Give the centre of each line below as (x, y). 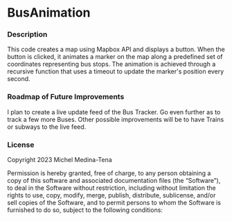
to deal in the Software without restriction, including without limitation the (111, 188)
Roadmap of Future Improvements (66, 97)
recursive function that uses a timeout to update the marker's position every (116, 71)
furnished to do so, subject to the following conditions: (85, 210)
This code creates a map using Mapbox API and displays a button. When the (116, 49)
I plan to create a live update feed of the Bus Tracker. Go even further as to (114, 112)
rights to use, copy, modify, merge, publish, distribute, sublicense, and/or (111, 195)
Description (27, 35)
